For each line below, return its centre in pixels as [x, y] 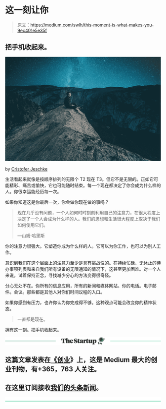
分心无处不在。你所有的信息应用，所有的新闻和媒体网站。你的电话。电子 [79, 286]
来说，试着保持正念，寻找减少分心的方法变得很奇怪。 [59, 275]
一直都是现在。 [32, 319]
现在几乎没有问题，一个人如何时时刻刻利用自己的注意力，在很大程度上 [89, 212]
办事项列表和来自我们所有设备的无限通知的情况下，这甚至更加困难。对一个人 [83, 269]
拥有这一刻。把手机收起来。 [33, 330]
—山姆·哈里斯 [31, 235]
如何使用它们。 [32, 225]
